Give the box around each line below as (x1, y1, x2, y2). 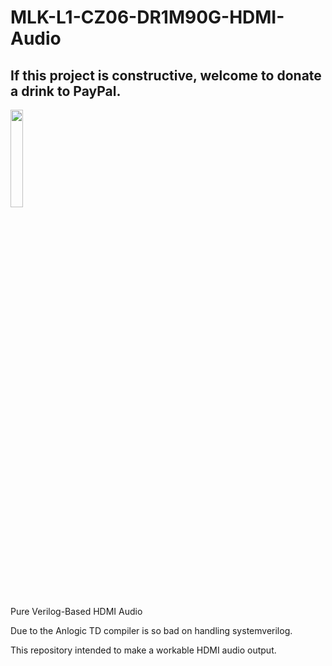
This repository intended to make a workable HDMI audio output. (10, 644, 277, 656)
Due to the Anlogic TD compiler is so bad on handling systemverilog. (10, 625, 293, 636)
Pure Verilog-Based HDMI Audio (10, 606, 143, 617)
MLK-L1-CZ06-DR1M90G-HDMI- (10, 6, 285, 29)
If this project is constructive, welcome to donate (10, 67, 322, 84)
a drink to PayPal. (10, 82, 122, 100)
